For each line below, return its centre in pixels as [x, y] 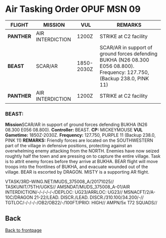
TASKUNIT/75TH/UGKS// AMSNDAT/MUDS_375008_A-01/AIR [67, 187]
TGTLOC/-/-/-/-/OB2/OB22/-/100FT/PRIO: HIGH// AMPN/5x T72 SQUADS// [81, 203]
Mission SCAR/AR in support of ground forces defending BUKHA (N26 [76, 124]
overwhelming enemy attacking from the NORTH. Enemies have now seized [82, 151]
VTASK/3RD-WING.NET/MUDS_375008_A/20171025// [60, 181]
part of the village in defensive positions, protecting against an [69, 146]
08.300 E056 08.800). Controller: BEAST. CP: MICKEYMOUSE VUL [74, 130]
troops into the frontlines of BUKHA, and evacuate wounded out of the [77, 167]
